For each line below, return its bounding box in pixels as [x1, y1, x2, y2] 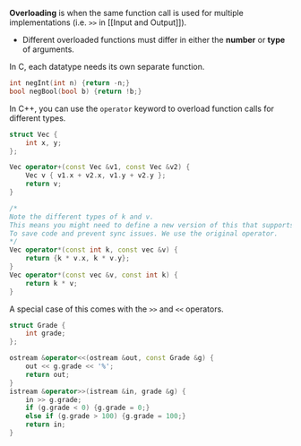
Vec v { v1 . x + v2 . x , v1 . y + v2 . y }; [25, 171, 167, 180]
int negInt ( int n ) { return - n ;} [9, 79, 130, 88]
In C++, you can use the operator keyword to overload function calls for [9, 103, 275, 114]
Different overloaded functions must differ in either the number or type [21, 35, 286, 45]
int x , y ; [25, 138, 63, 147]
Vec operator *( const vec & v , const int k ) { [9, 270, 178, 279]
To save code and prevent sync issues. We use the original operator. [9, 228, 279, 238]
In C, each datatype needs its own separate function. [9, 62, 205, 72]
